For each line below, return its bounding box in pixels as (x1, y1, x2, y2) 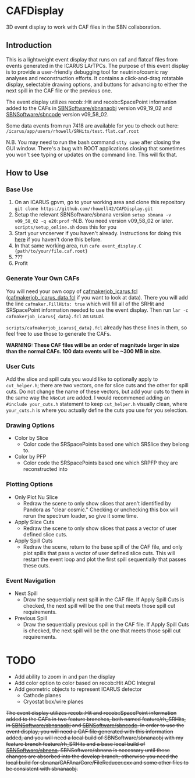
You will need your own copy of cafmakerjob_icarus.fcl (6, 288, 138, 295)
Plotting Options (6, 480, 54, 488)
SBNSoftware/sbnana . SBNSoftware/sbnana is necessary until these (6, 746, 171, 753)
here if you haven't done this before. (14, 236, 102, 243)
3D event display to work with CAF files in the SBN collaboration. (6, 23, 161, 30)
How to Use (6, 168, 49, 178)
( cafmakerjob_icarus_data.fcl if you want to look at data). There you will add (6, 294, 188, 301)
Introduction (6, 40, 52, 50)
